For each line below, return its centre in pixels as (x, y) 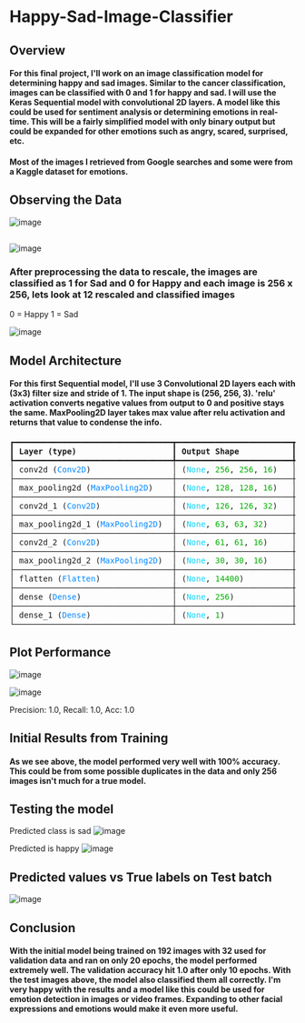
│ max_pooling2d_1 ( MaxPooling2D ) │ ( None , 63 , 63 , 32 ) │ (153, 524)
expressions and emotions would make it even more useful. (124, 1009)
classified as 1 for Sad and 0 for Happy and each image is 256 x (151, 283)
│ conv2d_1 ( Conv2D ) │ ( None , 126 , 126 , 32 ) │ (153, 506)
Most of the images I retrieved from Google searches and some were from (151, 162)
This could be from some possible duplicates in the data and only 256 (143, 771)
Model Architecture (66, 361)
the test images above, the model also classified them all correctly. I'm (145, 980)
